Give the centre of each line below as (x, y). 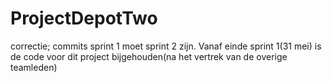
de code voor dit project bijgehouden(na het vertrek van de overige (149, 56)
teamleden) (34, 67)
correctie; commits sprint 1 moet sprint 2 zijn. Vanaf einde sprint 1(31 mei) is (166, 46)
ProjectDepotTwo (84, 18)
